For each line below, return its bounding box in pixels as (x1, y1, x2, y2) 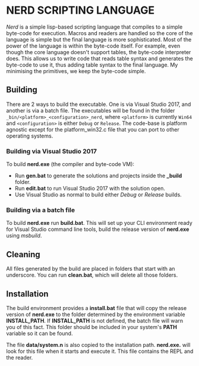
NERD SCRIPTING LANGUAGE (6, 4, 155, 17)
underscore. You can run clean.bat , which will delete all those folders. (6, 271, 178, 279)
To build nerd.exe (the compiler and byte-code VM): (6, 161, 135, 168)
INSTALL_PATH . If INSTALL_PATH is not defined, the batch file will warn (6, 317, 184, 324)
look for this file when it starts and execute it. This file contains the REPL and (6, 348, 194, 355)
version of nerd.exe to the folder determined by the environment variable (6, 311, 185, 318)
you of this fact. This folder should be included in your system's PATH (6, 323, 177, 330)
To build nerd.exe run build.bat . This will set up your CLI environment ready (6, 220, 192, 227)
